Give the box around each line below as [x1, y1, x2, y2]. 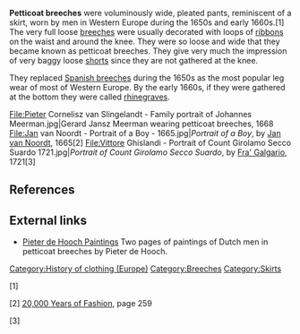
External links [9, 212, 88, 227]
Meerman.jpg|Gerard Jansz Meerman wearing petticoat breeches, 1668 [9, 118, 274, 129]
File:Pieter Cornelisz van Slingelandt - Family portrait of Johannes [9, 109, 253, 119]
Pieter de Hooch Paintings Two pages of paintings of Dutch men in [21, 236, 269, 247]
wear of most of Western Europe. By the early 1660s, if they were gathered [9, 82, 286, 92]
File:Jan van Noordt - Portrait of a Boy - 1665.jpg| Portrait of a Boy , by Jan [9, 128, 281, 138]
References [9, 183, 75, 198]
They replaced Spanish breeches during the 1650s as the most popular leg [9, 73, 285, 83]
